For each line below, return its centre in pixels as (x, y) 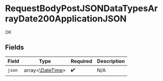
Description (111, 61)
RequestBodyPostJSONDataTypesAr (81, 8)
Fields (15, 47)
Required (81, 61)
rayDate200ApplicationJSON (66, 19)
